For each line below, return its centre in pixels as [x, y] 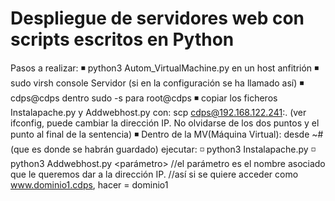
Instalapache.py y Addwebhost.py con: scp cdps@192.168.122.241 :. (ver [158, 112]
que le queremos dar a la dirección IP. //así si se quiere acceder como [154, 174]
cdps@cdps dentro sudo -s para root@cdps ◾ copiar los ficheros [144, 98]
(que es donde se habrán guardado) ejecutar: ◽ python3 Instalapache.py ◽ [163, 149]
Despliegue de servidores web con [157, 18]
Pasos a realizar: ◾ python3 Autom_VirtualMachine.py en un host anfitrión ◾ [165, 68]
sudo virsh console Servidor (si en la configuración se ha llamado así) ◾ [157, 83]
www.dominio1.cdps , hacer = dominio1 [89, 184]
